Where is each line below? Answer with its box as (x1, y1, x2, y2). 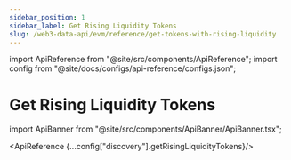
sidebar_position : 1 (9, 12, 86, 22)
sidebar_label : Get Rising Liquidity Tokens (9, 21, 177, 30)
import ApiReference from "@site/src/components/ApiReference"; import (9, 54, 278, 65)
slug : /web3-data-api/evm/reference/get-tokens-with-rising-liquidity (9, 29, 277, 38)
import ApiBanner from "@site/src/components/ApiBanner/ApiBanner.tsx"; (9, 124, 282, 134)
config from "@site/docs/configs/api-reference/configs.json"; (9, 63, 237, 74)
